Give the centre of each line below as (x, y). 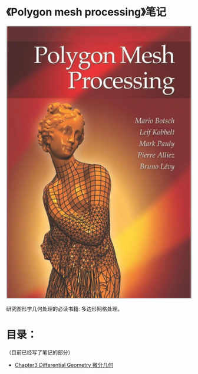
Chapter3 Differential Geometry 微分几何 (64, 365)
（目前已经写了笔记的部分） (40, 352)
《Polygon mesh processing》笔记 (86, 12)
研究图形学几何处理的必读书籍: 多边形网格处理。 (64, 308)
